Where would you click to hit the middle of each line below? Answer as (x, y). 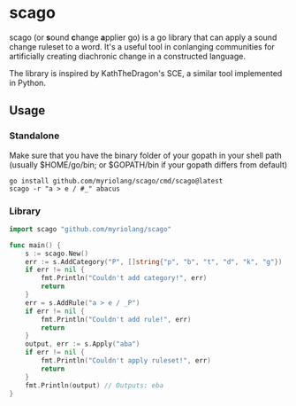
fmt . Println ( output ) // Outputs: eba (95, 385)
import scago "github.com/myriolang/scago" (91, 229)
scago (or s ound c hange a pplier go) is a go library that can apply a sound (143, 37)
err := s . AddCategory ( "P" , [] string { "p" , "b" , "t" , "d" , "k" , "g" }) (154, 262)
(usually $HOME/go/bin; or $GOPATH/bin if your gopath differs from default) (148, 164)
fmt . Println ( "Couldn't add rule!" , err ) (116, 319)
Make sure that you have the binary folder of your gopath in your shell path (146, 155)
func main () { (35, 245)
